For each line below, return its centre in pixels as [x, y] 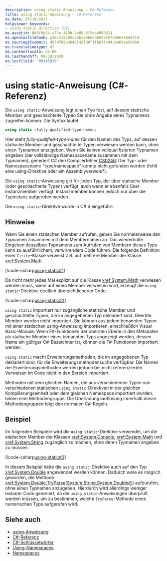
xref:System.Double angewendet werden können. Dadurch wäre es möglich [83, 472]
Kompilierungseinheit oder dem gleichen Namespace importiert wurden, [79, 393]
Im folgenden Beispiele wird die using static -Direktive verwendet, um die [81, 431]
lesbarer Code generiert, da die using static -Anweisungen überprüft [77, 493]
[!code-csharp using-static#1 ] [35, 270]
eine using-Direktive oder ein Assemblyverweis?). [56, 171]
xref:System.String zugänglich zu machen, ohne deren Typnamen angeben [82, 442]
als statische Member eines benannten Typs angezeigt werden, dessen [78, 336]
